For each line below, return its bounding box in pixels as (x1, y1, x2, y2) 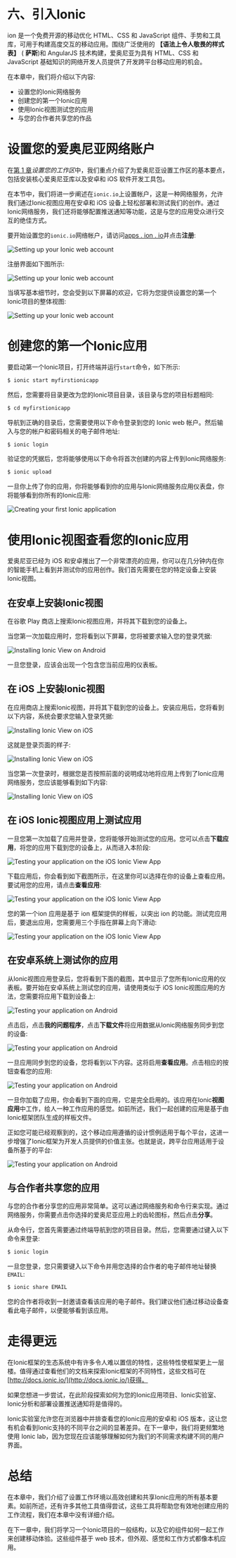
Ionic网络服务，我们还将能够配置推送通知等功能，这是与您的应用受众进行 (7, 207, 218, 216)
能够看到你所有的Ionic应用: (13, 491, 91, 500)
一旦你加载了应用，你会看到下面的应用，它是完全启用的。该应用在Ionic (7, 1095, 212, 1103)
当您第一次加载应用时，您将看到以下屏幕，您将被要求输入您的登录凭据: (7, 632, 213, 641)
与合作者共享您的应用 (7, 1182, 100, 1194)
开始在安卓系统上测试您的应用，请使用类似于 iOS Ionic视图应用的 (31, 983, 220, 991)
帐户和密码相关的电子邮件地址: (31, 427, 121, 435)
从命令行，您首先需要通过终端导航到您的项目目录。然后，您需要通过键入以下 (7, 1225, 229, 1234)
